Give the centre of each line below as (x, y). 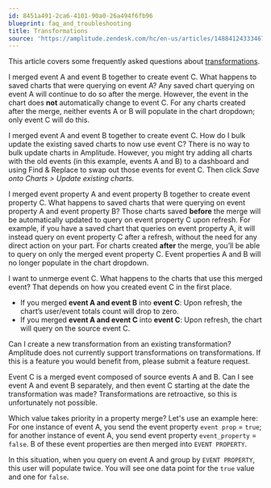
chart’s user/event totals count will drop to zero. (99, 311)
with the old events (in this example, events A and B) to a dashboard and (129, 162)
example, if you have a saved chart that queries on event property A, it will (132, 229)
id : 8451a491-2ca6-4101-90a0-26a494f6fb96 (81, 16)
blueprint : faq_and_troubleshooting (70, 23)
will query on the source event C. (75, 329)
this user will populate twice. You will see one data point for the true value (132, 469)
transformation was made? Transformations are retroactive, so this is (123, 394)
